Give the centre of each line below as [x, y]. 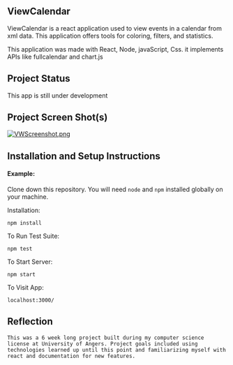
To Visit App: [25, 288]
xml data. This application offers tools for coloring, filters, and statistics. [110, 36]
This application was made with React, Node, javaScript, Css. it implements [115, 49]
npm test [20, 249]
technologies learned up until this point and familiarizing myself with [117, 350]
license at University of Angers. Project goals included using [103, 344]
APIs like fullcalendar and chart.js [55, 57]
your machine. [28, 197]
